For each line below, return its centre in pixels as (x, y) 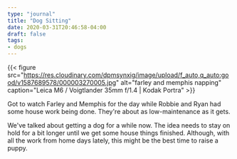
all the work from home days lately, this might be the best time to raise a (113, 140)
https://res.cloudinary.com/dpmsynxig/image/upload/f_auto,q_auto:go (126, 75)
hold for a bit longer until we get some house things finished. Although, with (118, 133)
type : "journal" (31, 14)
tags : (15, 41)
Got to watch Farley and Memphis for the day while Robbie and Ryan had (114, 104)
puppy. (18, 148)
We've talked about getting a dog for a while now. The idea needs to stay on (119, 125)
